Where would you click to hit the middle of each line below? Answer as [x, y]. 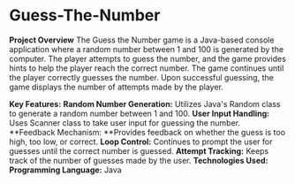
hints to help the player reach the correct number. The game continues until [147, 68]
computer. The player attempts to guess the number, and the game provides [148, 58]
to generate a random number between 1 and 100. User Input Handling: [140, 113]
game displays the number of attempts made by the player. [116, 87]
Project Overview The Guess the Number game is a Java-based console [142, 40]
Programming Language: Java [65, 170]
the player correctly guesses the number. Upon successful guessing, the [141, 77]
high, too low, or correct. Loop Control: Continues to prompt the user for [141, 142]
